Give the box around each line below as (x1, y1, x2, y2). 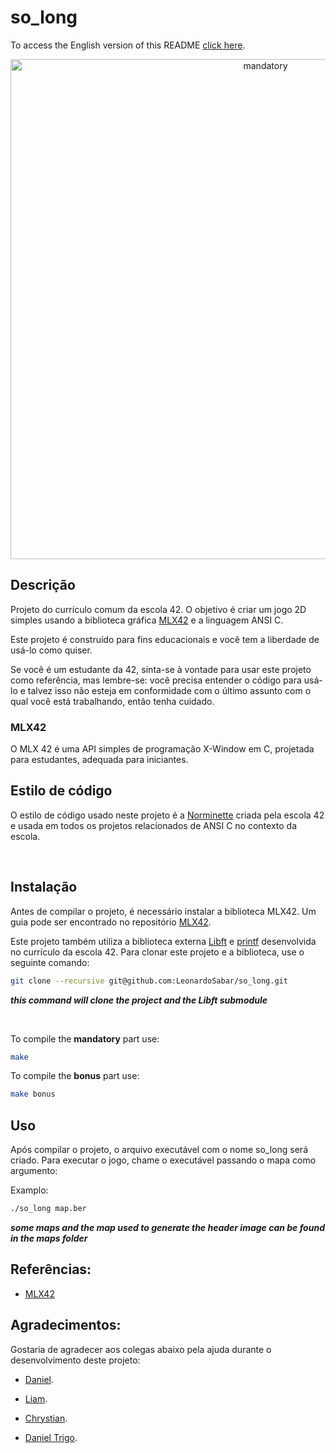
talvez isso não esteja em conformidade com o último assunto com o (27, 684, 312, 696)
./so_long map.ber (10, 1204, 87, 1214)
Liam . (24, 1392, 48, 1405)
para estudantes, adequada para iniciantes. (10, 754, 189, 766)
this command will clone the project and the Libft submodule (10, 994, 268, 1006)
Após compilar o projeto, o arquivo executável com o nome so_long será (10, 1144, 308, 1156)
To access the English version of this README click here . (10, 39, 246, 51)
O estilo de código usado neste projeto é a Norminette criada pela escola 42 (10, 809, 325, 821)
